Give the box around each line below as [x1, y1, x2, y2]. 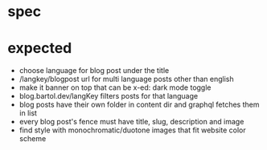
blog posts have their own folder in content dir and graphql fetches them [18, 99, 260, 110]
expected [7, 39, 72, 58]
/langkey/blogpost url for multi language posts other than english [18, 75, 234, 84]
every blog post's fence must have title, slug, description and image [18, 117, 244, 127]
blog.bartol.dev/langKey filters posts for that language [18, 91, 199, 101]
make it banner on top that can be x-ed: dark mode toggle [18, 83, 212, 92]
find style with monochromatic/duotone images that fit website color [18, 125, 246, 135]
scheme [18, 134, 47, 144]
